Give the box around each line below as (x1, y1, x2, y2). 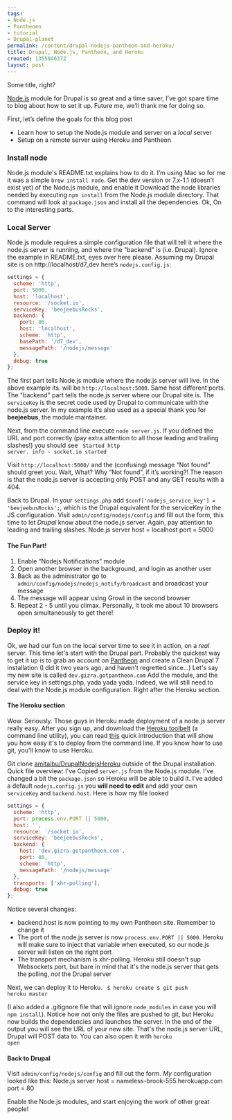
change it (17, 925, 44, 934)
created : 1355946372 (7, 55, 67, 62)
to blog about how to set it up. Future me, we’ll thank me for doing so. (7, 101, 206, 109)
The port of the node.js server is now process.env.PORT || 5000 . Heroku (17, 933, 224, 941)
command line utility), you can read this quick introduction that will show (7, 732, 214, 740)
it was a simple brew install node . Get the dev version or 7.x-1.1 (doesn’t (7, 176, 215, 184)
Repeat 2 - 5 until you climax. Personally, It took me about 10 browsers (17, 601, 219, 609)
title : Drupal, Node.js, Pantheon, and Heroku (7, 49, 144, 56)
